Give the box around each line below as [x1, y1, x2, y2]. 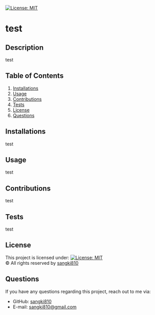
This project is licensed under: [5, 254, 69, 261]
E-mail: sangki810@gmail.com [12, 304, 77, 310]
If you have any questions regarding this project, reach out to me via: [5, 288, 151, 295]
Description [5, 43, 44, 52]
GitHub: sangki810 [12, 298, 52, 304]
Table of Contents [5, 72, 64, 80]
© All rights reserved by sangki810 [5, 260, 79, 266]
